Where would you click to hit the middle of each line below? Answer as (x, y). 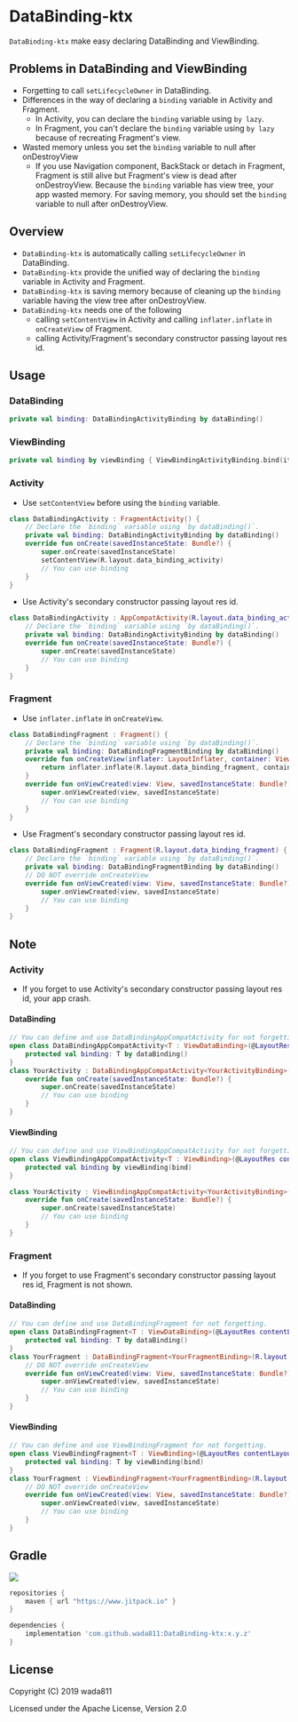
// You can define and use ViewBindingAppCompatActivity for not (132, 1151)
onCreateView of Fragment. (84, 328)
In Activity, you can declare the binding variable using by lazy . (149, 118)
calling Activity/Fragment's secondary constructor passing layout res (161, 338)
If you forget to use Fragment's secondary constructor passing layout (149, 1275)
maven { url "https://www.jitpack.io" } (101, 1601)
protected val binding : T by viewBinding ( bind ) (114, 1462)
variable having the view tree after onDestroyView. (114, 300)
